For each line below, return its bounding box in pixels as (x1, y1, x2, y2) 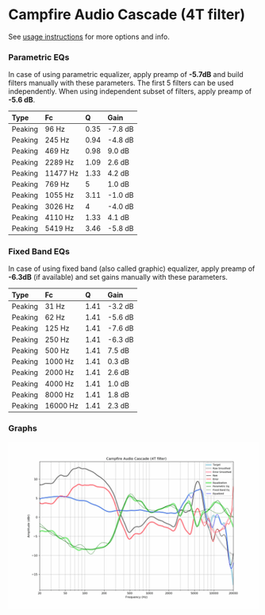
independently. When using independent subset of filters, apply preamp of (8, 87, 252, 96)
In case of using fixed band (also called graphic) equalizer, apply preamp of (8, 264, 255, 273)
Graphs (8, 423, 37, 434)
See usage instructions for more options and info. (8, 32, 171, 41)
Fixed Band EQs (8, 246, 70, 257)
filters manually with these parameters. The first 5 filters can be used (8, 78, 234, 88)
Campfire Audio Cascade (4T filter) (8, 6, 246, 24)
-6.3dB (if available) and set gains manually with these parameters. (8, 273, 229, 282)
